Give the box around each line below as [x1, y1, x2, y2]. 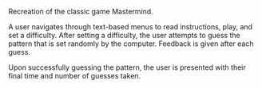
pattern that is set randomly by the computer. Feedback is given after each [8, 39, 254, 48]
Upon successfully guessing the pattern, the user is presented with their [8, 63, 246, 72]
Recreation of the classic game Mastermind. [8, 7, 153, 16]
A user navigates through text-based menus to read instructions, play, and [8, 22, 253, 31]
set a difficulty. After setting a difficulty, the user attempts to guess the [8, 31, 241, 40]
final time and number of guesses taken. [8, 71, 141, 80]
